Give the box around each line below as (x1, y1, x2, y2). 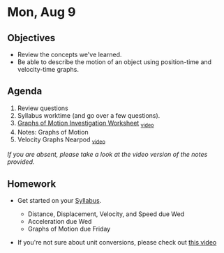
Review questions (17, 104, 68, 112)
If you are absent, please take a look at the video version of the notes (7, 151, 208, 159)
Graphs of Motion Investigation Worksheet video (17, 118, 155, 129)
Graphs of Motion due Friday (27, 224, 111, 233)
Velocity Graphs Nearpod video (17, 135, 106, 145)
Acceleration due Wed (27, 217, 92, 226)
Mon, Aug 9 (7, 4, 76, 20)
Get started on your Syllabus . (17, 197, 102, 205)
